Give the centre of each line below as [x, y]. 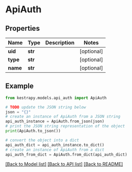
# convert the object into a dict [42, 140]
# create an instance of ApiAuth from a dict [55, 149]
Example [20, 86]
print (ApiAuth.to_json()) [33, 131]
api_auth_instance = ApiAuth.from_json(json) [55, 121]
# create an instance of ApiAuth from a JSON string [63, 117]
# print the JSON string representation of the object [65, 126]
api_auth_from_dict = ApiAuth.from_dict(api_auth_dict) [66, 155]
